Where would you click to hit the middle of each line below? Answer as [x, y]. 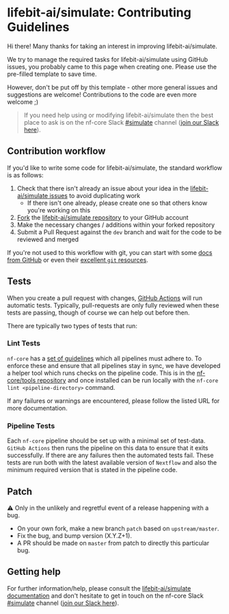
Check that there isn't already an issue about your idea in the [103, 188]
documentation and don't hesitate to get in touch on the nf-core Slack [105, 595]
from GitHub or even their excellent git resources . [78, 260]
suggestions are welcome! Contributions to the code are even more [102, 95]
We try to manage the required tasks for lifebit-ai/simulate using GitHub [108, 59]
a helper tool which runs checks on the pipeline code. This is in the [101, 373]
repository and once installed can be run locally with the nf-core [128, 380]
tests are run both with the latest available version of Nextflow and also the [112, 463]
